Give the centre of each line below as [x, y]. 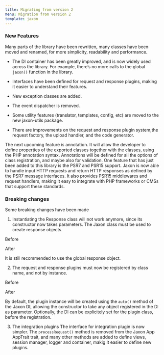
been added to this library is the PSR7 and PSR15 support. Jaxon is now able [82, 165]
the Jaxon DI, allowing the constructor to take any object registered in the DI [82, 306]
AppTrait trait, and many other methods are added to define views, [79, 337]
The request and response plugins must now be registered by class [80, 268]
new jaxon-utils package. [37, 120]
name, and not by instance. [40, 273]
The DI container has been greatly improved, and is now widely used [81, 61]
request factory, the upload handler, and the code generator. [73, 135]
